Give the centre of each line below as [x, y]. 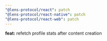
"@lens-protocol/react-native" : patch [45, 14]
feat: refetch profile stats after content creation [53, 33]
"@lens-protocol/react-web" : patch [42, 19]
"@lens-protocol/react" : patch [38, 10]
